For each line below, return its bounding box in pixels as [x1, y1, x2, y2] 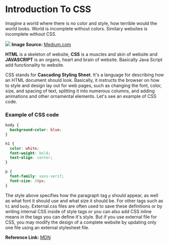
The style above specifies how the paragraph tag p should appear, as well [5, 192, 159, 198]
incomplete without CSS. [5, 31, 57, 37]
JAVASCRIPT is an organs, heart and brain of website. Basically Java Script [5, 57, 162, 63]
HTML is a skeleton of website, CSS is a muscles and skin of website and [5, 51, 158, 57]
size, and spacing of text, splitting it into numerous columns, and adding [5, 87, 155, 94]
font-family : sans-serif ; [10, 174, 65, 179]
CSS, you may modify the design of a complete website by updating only [5, 219, 157, 225]
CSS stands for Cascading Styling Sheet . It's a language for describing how [5, 72, 164, 78]
